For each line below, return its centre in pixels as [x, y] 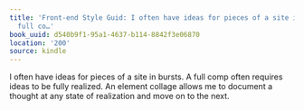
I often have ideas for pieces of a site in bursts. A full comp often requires [146, 77]
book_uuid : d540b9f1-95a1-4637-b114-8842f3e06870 [105, 34]
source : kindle [38, 51]
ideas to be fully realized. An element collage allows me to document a [141, 87]
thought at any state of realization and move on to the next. [119, 96]
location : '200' [40, 43]
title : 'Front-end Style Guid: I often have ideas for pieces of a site [149, 18]
